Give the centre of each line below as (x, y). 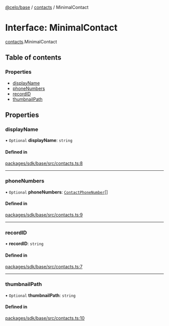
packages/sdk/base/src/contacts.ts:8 (44, 163)
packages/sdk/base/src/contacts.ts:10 (45, 318)
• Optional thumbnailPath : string (40, 295)
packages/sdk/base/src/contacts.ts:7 (44, 266)
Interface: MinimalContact (61, 28)
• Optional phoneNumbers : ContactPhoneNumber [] (57, 192)
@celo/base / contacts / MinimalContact (47, 7)
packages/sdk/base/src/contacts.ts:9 (44, 215)
